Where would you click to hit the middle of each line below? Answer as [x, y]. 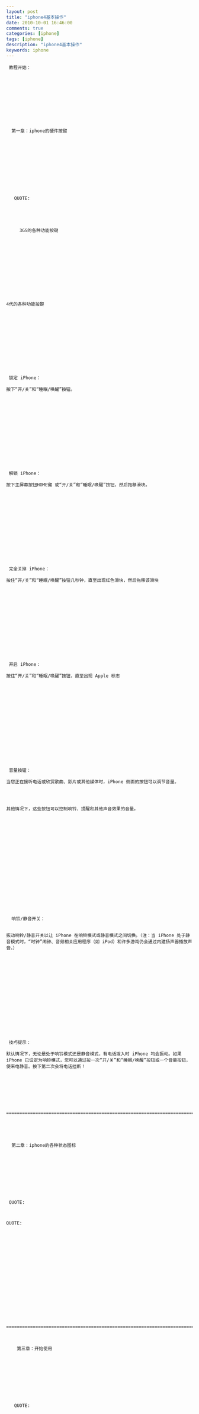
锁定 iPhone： [25, 378]
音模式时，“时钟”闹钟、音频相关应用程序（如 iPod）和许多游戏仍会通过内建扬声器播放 [97, 942]
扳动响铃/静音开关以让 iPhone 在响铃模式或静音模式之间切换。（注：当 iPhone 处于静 [98, 935]
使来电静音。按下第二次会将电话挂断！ [46, 1066]
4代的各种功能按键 [25, 304]
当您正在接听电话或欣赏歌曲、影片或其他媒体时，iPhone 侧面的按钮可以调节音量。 [93, 782]
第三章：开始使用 [34, 1348]
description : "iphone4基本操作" [44, 45]
